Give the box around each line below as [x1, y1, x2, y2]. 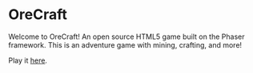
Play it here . [8, 56, 48, 65]
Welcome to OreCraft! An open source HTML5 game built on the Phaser [8, 32, 245, 41]
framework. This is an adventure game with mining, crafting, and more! [8, 40, 243, 49]
